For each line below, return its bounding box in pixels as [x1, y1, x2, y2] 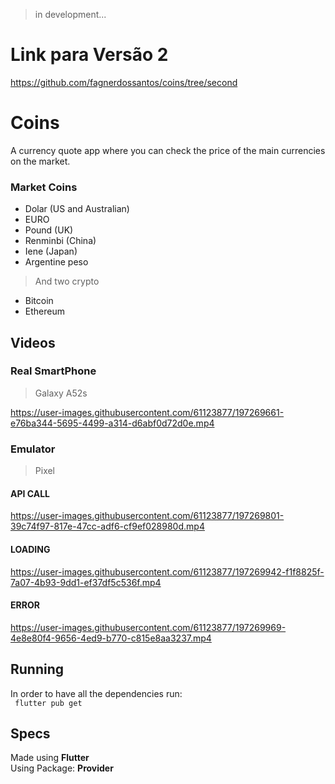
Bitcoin [24, 295, 54, 307]
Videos [10, 334, 56, 351]
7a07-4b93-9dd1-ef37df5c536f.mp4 [10, 576, 162, 588]
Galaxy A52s [34, 387, 88, 399]
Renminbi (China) [24, 235, 97, 247]
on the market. [10, 155, 71, 167]
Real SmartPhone [10, 364, 97, 378]
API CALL [10, 487, 51, 499]
